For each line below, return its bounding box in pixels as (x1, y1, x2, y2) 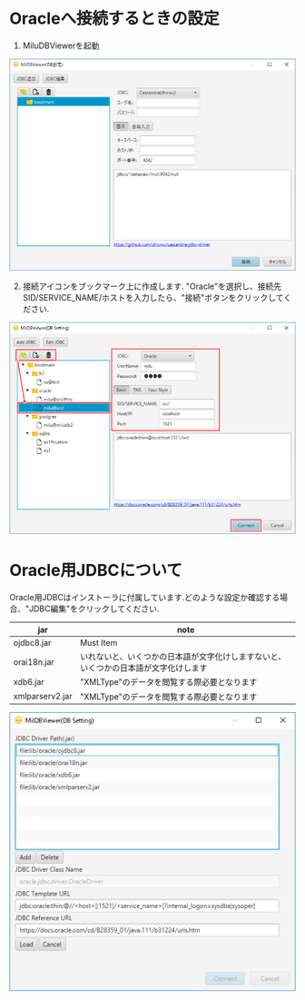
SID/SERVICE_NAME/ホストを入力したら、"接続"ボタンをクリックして (22, 292, 284, 303)
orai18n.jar (13, 656, 54, 668)
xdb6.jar (13, 676, 44, 687)
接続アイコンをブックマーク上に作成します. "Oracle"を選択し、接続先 (22, 281, 282, 292)
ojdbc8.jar (13, 637, 52, 648)
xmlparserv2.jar (13, 691, 73, 702)
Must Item (80, 637, 118, 648)
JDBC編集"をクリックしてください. (28, 603, 160, 614)
